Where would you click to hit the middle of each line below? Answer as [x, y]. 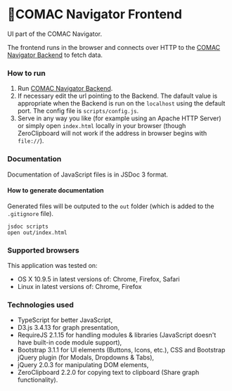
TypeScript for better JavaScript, [65, 320]
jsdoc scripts [28, 226]
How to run [26, 73]
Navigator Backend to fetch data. [55, 55]
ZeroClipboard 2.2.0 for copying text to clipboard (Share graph [108, 373]
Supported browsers [43, 250]
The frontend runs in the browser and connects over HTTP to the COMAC [114, 47]
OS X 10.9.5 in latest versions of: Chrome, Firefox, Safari [99, 279]
